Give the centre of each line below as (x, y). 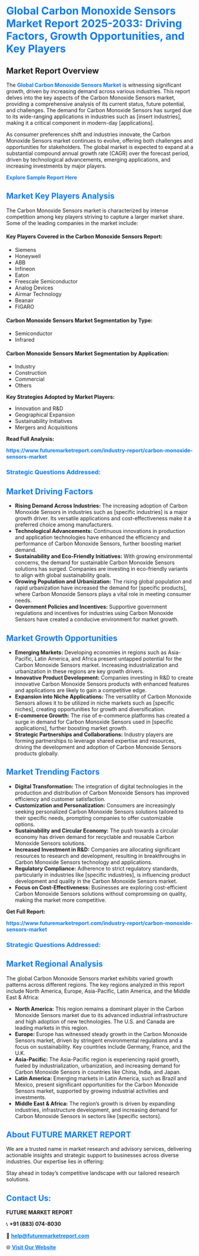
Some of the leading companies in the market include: (72, 223)
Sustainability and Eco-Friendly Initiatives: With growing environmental (104, 556)
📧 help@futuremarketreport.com (48, 1236)
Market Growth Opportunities (62, 638)
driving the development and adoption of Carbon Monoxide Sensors (98, 747)
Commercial (29, 379)
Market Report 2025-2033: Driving (94, 23)
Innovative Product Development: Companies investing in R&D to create (104, 677)
